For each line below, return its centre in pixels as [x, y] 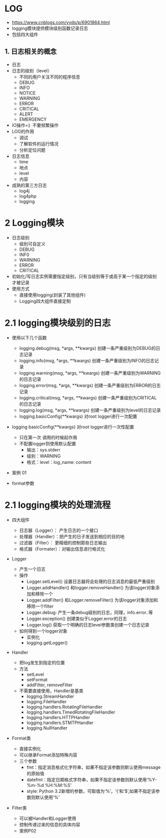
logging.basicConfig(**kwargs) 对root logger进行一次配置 [78, 416]
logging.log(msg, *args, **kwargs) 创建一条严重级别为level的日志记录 [90, 410]
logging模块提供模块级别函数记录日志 [50, 28]
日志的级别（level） [32, 70]
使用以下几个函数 [29, 337]
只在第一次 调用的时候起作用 [48, 437]
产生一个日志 [32, 569]
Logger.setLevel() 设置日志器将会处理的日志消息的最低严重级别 [91, 581]
